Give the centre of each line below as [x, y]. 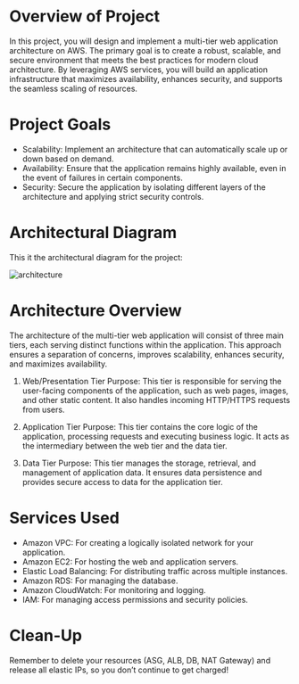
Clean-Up [46, 635]
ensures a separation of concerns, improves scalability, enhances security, [147, 354]
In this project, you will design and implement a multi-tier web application [144, 41]
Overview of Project [85, 16]
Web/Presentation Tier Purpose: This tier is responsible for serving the [152, 381]
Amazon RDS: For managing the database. [100, 581]
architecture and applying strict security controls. [113, 196]
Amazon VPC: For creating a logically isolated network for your [138, 542]
